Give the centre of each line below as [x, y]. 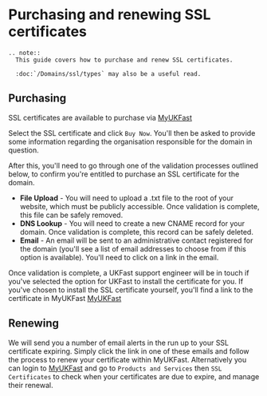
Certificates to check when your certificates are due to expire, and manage [134, 376]
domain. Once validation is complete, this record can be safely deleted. [136, 232]
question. [24, 150]
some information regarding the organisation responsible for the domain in [130, 141]
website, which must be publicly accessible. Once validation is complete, [139, 206]
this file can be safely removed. [71, 215]
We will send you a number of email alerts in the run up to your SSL [119, 343]
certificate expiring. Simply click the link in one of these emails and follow [129, 351]
